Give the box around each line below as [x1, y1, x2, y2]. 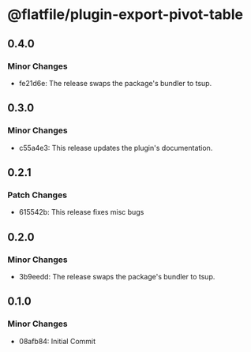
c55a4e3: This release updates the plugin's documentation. [18, 143, 213, 152]
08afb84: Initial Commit [18, 336, 96, 346]
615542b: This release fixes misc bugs [18, 208, 144, 217]
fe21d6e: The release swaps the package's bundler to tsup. [18, 78, 212, 88]
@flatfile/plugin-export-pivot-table [7, 6, 244, 24]
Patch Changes [7, 189, 68, 200]
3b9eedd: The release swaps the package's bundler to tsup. [18, 271, 215, 281]
